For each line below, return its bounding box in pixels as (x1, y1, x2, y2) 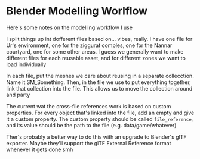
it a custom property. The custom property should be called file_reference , (6, 115, 193, 123)
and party (6, 91, 30, 98)
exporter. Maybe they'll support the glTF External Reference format (6, 139, 171, 146)
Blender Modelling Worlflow (6, 4, 148, 18)
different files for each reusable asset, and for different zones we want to (6, 54, 186, 61)
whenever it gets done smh (6, 146, 73, 153)
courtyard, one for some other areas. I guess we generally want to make (6, 48, 184, 55)
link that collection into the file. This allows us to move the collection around (6, 85, 193, 92)
